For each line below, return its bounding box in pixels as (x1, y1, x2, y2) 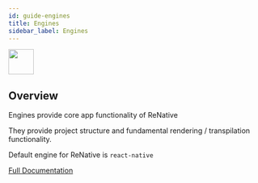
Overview (8, 89, 59, 102)
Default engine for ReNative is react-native (8, 150, 154, 160)
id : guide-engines (8, 11, 70, 20)
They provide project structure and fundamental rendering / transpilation (8, 126, 251, 135)
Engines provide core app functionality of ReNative (8, 110, 178, 120)
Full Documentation (8, 166, 74, 176)
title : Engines (8, 19, 60, 27)
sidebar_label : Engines (8, 27, 89, 35)
